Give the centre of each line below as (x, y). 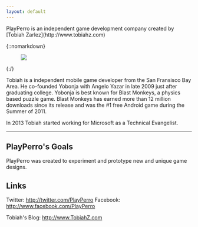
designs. (16, 167)
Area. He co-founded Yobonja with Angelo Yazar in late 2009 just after (92, 86)
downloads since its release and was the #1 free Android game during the (95, 105)
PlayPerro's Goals (40, 147)
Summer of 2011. (27, 111)
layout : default (26, 11)
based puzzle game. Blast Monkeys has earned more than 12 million (88, 98)
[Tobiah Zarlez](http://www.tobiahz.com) (56, 34)
